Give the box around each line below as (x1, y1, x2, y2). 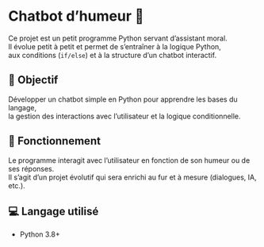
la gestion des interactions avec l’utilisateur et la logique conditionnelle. (8, 111, 241, 121)
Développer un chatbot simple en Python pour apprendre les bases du (8, 95, 238, 104)
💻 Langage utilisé (8, 204, 99, 218)
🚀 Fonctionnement (8, 134, 101, 148)
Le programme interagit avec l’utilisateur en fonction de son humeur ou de (8, 155, 251, 165)
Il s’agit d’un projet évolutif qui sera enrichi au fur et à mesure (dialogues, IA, (8, 172, 258, 182)
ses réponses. (8, 164, 55, 173)
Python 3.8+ (19, 230, 61, 239)
